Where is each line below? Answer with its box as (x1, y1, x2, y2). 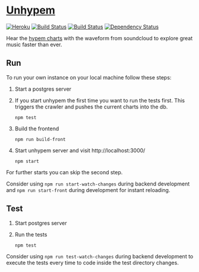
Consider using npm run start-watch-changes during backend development (6, 180, 190, 187)
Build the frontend (14, 125, 59, 132)
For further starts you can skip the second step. (6, 168, 123, 175)
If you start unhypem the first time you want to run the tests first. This (14, 97, 185, 104)
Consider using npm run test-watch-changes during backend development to (6, 252, 194, 260)
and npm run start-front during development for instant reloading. (6, 186, 170, 193)
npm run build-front (14, 136, 66, 142)
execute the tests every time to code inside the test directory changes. (6, 259, 179, 266)
